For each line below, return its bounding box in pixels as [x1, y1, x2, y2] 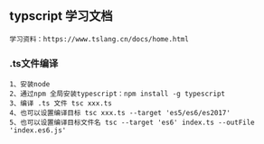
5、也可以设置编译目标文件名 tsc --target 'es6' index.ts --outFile [9, 118, 255, 128]
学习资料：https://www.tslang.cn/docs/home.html [9, 34, 190, 43]
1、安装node [9, 80, 51, 89]
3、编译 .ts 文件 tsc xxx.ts [9, 99, 113, 108]
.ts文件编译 [9, 57, 59, 69]
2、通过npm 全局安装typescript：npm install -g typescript [9, 89, 226, 99]
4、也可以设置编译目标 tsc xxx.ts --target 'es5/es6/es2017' [9, 109, 231, 118]
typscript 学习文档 [9, 8, 113, 24]
